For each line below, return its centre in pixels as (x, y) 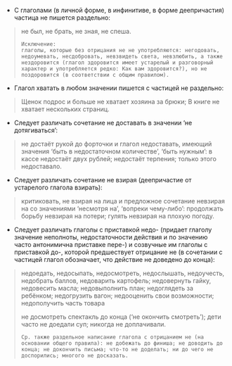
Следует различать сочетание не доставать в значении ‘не (103, 123)
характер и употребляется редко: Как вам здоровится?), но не (114, 69)
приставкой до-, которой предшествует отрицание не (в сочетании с (118, 252)
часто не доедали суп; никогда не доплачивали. (94, 324)
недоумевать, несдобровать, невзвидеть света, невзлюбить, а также (122, 56)
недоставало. (41, 166)
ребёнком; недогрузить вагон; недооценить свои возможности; (117, 296)
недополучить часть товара (63, 303)
